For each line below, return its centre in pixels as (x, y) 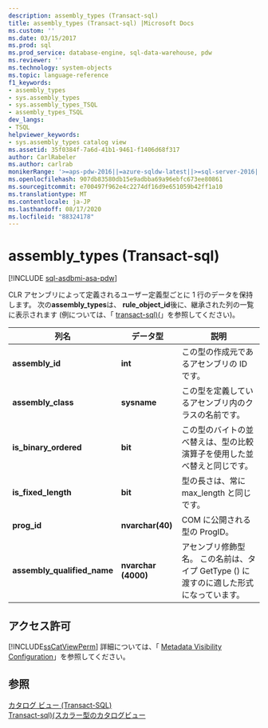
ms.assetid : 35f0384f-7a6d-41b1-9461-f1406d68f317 (94, 150)
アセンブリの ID (219, 364)
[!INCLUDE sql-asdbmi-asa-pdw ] (63, 278)
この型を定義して (213, 391)
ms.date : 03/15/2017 (43, 38)
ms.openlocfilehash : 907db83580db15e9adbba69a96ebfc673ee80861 (116, 180)
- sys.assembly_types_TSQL (53, 105)
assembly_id (37, 363)
